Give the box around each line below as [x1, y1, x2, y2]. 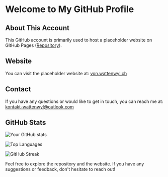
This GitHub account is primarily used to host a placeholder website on [5, 37, 152, 43]
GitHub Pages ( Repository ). [5, 42, 62, 48]
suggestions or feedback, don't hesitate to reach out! [5, 166, 116, 172]
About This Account [5, 24, 69, 32]
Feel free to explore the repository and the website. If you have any [5, 161, 144, 167]
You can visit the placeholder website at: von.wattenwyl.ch [5, 70, 127, 76]
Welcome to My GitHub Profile [5, 4, 134, 15]
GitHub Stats [5, 119, 46, 127]
